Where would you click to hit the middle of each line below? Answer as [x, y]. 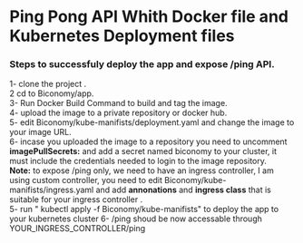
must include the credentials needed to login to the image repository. [138, 161]
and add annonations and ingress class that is [184, 190]
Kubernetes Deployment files [122, 36]
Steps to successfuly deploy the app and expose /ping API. [142, 64]
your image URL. [41, 132]
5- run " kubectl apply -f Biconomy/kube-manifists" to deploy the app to [144, 209]
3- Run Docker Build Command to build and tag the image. [119, 103]
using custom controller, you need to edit [86, 180]
